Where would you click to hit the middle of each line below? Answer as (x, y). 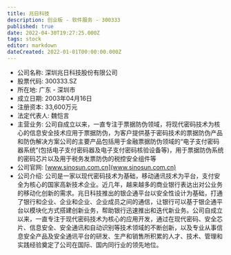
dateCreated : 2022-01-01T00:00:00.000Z (64, 52)
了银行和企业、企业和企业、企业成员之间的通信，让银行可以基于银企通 (117, 201)
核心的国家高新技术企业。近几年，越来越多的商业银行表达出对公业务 (126, 184)
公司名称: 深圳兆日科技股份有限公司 (67, 72)
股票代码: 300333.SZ (47, 81)
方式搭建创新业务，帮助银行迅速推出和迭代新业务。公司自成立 (135, 210)
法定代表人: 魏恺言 (43, 115)
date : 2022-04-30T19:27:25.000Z (53, 33)
